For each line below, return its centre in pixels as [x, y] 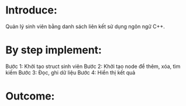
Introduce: [32, 10]
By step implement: [54, 50]
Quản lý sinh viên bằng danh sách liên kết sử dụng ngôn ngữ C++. [85, 26]
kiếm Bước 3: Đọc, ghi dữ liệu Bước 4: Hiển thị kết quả [70, 72]
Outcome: [30, 96]
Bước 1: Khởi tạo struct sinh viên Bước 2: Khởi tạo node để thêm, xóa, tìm [93, 66]
